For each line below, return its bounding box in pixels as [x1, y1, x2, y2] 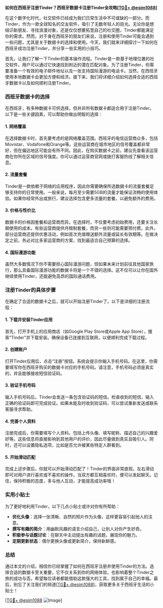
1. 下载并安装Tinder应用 [5, 317, 53, 322]
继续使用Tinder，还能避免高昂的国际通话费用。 [5, 273, 99, 279]
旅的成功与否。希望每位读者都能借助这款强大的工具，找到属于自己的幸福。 [5, 575, 154, 581]
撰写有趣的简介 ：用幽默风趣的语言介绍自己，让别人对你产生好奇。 [12, 526, 144, 532]
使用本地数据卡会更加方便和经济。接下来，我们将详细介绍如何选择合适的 [5, 74, 149, 80]
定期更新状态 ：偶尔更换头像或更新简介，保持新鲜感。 [12, 538, 119, 544]
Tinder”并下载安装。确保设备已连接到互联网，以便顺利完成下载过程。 [11, 334, 149, 340]
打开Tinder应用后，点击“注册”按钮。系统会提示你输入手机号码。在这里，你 [5, 358, 154, 364]
